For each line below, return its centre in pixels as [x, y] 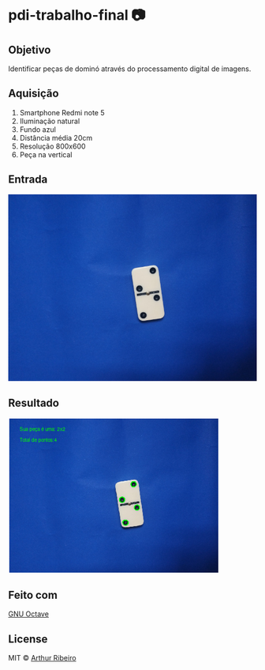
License [28, 639]
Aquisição [34, 94]
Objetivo [30, 49]
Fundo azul [38, 129]
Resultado [34, 403]
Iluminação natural [50, 121]
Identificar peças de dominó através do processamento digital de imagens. [130, 69]
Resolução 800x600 [52, 146]
